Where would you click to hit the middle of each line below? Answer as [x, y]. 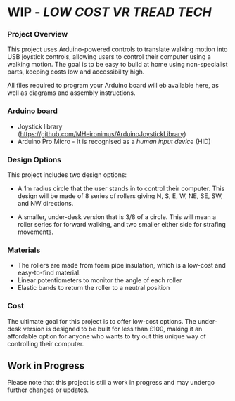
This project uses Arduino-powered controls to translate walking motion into [118, 49]
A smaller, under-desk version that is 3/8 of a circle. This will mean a [117, 217]
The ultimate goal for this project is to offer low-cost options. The [102, 321]
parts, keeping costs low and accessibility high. [76, 72]
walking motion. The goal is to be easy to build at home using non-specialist [118, 65]
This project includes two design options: [67, 175]
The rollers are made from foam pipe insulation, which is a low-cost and [122, 265]
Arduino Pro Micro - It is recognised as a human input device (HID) [114, 141]
